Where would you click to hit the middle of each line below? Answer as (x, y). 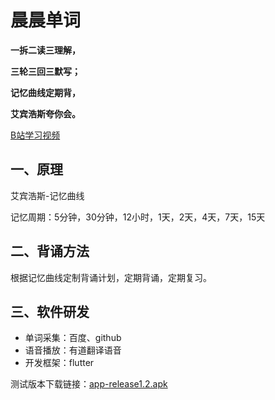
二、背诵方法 (50, 251)
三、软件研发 (50, 311)
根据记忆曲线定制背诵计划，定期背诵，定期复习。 (111, 277)
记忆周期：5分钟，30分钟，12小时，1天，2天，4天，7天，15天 (138, 217)
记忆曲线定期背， (45, 92)
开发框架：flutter (59, 363)
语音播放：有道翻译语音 (73, 350)
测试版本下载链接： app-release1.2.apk (89, 384)
